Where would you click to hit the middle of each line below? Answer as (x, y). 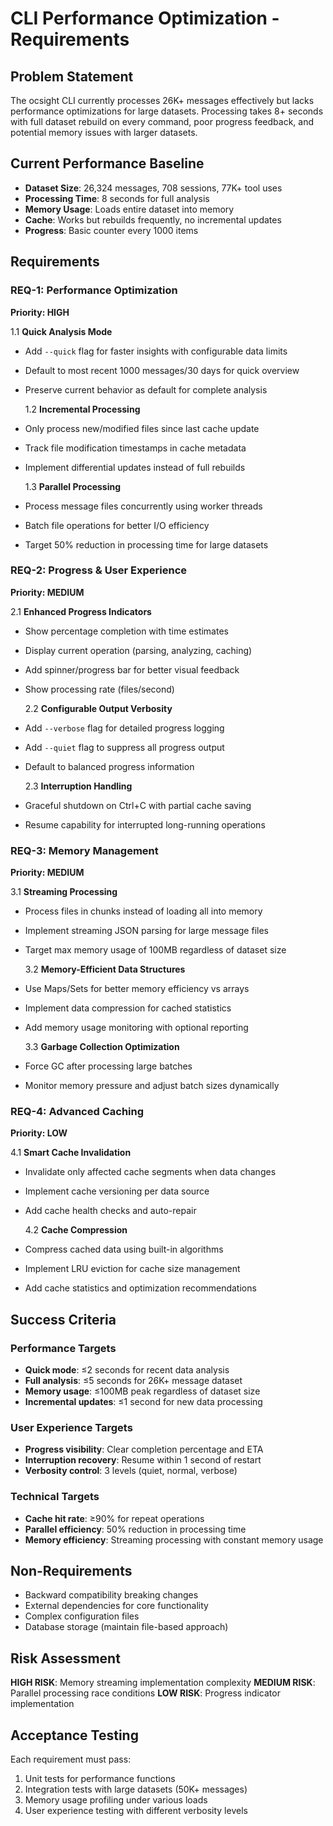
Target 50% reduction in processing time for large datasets (146, 544)
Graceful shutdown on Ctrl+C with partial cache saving (138, 805)
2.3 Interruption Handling (78, 786)
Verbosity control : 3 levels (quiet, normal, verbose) (131, 1471)
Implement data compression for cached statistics (128, 1008)
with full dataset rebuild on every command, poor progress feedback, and (162, 121)
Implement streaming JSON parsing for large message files (146, 931)
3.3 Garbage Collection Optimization (102, 1047)
